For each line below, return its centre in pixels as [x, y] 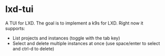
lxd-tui [19, 9]
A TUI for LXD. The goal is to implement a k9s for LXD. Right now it [74, 23]
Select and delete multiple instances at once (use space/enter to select [86, 43]
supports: [15, 28]
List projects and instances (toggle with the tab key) [66, 38]
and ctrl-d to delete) [33, 48]
